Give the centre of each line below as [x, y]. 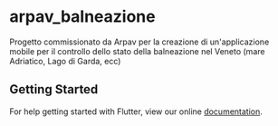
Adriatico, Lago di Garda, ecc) [65, 61]
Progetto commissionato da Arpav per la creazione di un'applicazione [139, 42]
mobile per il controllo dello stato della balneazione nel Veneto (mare [137, 51]
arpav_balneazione [82, 17]
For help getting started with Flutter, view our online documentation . [136, 111]
